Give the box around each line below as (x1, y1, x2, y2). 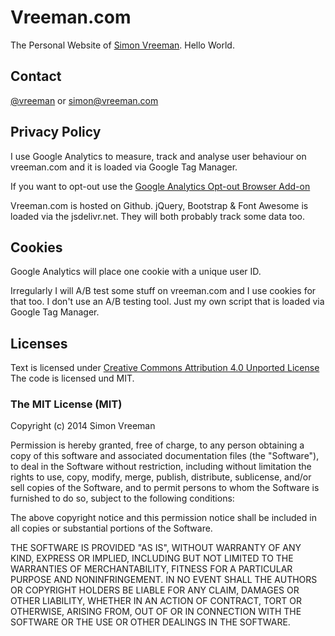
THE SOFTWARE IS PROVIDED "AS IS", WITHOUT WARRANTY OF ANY (10, 542, 302, 554)
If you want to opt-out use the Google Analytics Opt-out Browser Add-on (10, 180, 311, 192)
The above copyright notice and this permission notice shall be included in (10, 512, 317, 524)
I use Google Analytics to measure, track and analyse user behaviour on (10, 150, 307, 162)
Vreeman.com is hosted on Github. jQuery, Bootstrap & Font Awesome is (10, 199, 309, 211)
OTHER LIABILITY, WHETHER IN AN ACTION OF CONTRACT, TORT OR (10, 595, 302, 607)
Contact (10, 68, 62, 85)
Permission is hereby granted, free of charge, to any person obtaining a (10, 439, 305, 451)
